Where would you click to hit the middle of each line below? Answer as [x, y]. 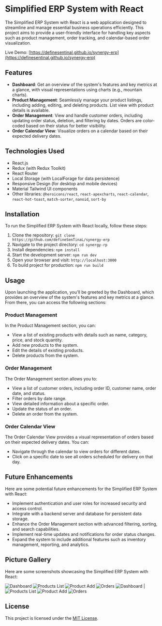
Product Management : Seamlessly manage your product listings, [77, 100]
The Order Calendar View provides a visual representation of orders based [79, 437]
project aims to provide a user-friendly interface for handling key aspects [78, 32]
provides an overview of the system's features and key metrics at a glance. [80, 297]
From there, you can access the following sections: [56, 303]
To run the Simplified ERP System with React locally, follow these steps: [76, 226]
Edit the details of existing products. [48, 351]
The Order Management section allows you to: [51, 379]
